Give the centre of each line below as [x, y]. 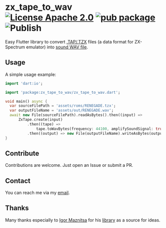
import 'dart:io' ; [24, 83]
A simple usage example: [31, 74]
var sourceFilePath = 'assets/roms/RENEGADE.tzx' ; [63, 106]
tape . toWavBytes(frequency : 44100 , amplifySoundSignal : [95, 129]
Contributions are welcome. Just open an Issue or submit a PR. [69, 165]
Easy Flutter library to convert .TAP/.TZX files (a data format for [69, 41]
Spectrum [15, 47]
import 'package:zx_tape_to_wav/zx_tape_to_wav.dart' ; [63, 92]
